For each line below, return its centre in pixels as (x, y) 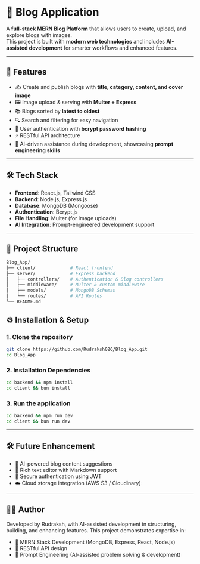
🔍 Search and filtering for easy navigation (66, 120)
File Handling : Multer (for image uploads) (66, 218)
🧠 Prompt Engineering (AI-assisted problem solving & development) (98, 554)
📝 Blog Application (53, 12)
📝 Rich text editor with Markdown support (66, 470)
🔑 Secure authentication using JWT (58, 476)
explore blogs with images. (39, 35)
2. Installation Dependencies (49, 370)
